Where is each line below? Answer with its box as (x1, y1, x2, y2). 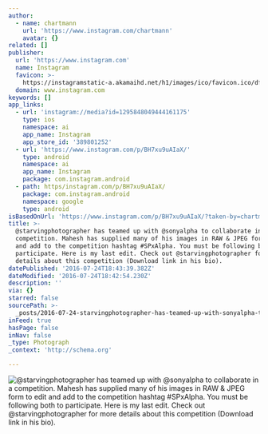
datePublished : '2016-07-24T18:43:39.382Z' (8, 265, 156, 273)
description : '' (8, 279, 62, 288)
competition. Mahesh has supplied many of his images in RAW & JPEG (15, 235, 248, 243)
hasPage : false (8, 324, 59, 332)
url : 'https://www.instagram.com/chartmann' (22, 26, 173, 34)
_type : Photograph (8, 339, 69, 347)
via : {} (8, 287, 34, 295)
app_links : (8, 101, 45, 109)
